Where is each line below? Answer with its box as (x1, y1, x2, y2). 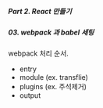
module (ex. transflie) (19, 73, 88, 82)
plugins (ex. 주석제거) (19, 82, 87, 92)
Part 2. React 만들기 (8, 6, 73, 16)
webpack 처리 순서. (8, 49, 69, 58)
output (19, 91, 41, 100)
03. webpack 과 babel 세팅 (8, 27, 94, 37)
